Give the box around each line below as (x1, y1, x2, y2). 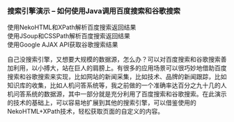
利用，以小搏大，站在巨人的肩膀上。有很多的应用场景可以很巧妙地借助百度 (13, 64, 227, 72)
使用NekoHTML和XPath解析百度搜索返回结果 (7, 23, 136, 32)
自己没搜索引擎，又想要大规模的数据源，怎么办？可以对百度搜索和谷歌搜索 (7, 55, 221, 64)
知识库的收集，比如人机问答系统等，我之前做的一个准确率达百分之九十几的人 (7, 81, 227, 89)
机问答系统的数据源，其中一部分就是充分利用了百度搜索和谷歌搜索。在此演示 (7, 90, 227, 98)
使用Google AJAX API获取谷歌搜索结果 (7, 40, 118, 49)
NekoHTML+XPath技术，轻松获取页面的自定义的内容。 (7, 107, 164, 116)
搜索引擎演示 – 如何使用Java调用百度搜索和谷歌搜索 (7, 6, 181, 15)
